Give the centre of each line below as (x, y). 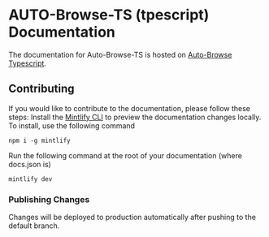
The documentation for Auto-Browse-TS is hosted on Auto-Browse (120, 54)
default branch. (34, 226)
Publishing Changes (49, 199)
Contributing (41, 89)
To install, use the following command (72, 125)
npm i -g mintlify (39, 140)
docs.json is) (30, 164)
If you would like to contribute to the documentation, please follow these (129, 108)
